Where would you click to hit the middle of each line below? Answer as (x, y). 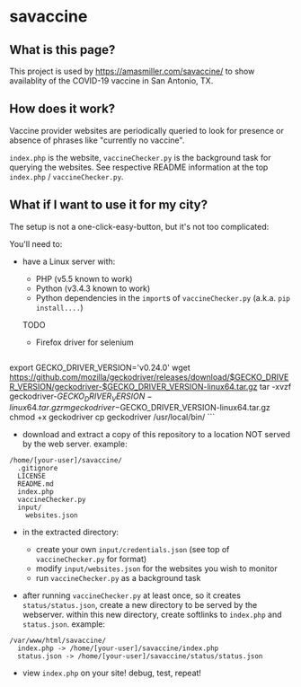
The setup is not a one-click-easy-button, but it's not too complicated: (139, 226)
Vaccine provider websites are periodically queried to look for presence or (147, 130)
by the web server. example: (75, 444)
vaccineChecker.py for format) (91, 559)
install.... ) (59, 307)
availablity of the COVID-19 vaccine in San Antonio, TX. (111, 81)
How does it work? (62, 109)
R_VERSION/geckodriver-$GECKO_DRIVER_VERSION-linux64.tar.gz (133, 386)
